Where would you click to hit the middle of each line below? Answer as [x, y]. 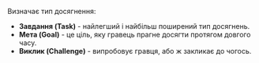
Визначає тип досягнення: [52, 11]
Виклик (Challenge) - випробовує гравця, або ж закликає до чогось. [135, 51]
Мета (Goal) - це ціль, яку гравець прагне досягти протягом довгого [135, 35]
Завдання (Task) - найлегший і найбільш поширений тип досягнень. [134, 26]
